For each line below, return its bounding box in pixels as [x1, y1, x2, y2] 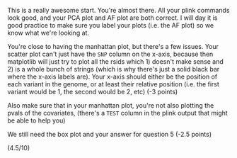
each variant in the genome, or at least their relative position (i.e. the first [7, 80, 219, 88]
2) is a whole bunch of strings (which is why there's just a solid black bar [7, 65, 220, 73]
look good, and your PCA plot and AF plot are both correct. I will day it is [7, 13, 218, 22]
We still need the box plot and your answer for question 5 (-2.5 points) [7, 130, 212, 138]
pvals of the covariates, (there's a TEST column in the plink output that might [7, 109, 228, 117]
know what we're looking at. [7, 28, 90, 37]
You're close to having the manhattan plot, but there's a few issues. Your [7, 43, 219, 50]
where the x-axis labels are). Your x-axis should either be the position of [7, 72, 218, 81]
